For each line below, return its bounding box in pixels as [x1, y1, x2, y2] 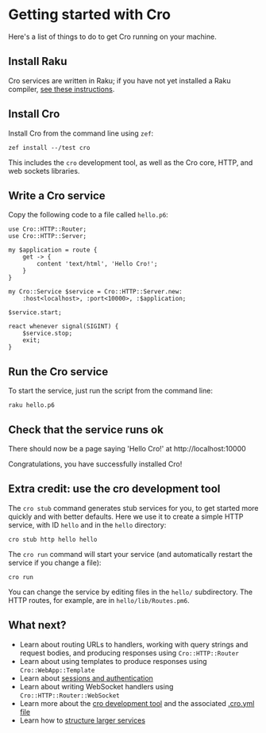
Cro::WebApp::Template [19, 666, 95, 674]
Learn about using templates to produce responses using [19, 656, 208, 666]
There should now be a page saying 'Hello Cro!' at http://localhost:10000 [8, 444, 246, 453]
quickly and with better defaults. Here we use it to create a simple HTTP [8, 512, 244, 521]
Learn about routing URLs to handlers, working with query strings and [19, 639, 249, 649]
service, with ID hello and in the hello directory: [8, 520, 167, 529]
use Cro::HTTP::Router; [8, 225, 87, 233]
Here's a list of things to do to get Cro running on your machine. [8, 32, 217, 41]
